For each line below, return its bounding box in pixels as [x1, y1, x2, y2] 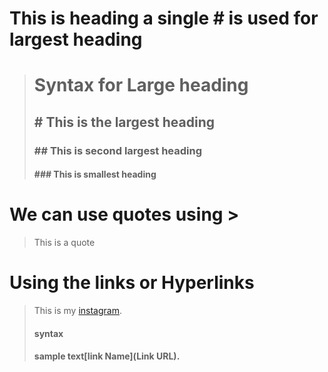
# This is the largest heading [33, 113, 216, 131]
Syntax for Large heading [33, 74, 249, 97]
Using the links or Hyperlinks [9, 272, 255, 294]
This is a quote [33, 237, 96, 249]
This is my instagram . [33, 305, 123, 317]
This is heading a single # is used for [9, 7, 319, 30]
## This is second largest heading [33, 143, 203, 157]
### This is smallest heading [33, 168, 157, 181]
